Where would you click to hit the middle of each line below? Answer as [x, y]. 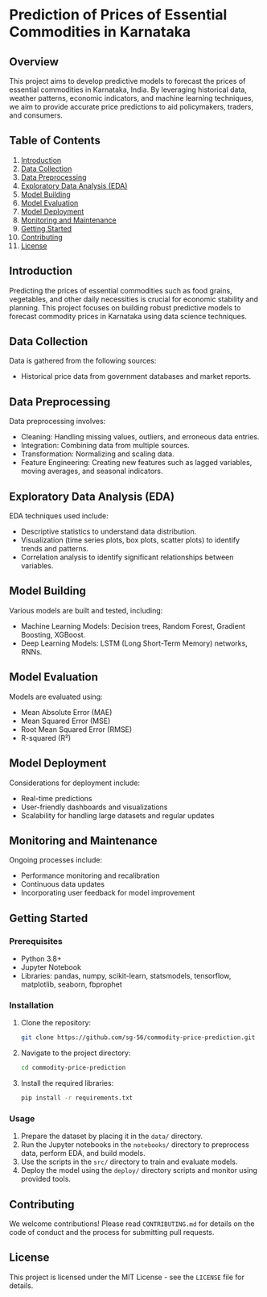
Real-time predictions [56, 798]
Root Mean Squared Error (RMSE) [76, 729]
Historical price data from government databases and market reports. [136, 376]
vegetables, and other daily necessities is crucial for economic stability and [134, 299]
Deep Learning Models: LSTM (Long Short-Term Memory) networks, [134, 643]
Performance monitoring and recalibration [90, 875]
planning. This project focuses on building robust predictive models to [125, 307]
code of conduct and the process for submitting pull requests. [112, 1233]
